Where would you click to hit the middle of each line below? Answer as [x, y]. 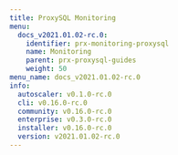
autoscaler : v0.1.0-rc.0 [65, 94]
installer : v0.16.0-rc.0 [65, 129]
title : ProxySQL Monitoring [63, 18]
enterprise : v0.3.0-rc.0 [65, 119]
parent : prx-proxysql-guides [81, 60]
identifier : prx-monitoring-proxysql [98, 43]
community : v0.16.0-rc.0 [65, 111]
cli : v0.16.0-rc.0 [53, 103]
